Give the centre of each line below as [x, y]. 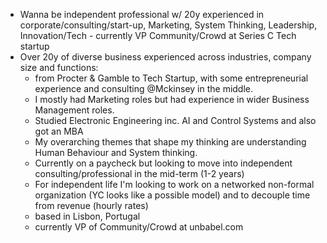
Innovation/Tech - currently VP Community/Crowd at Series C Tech [158, 35]
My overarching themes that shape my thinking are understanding [170, 142]
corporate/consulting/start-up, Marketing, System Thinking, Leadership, [168, 25]
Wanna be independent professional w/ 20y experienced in [142, 14]
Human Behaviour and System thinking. [116, 152]
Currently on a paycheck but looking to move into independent [163, 163]
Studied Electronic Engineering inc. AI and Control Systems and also [175, 120]
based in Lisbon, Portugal [87, 216]
